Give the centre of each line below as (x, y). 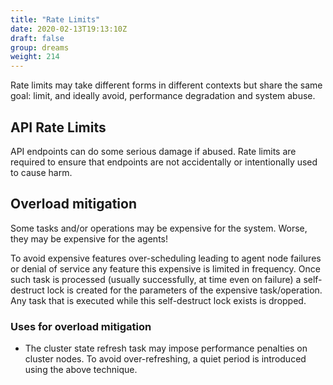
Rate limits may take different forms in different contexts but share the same (166, 85)
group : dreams (40, 47)
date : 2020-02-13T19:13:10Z (69, 29)
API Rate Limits (58, 127)
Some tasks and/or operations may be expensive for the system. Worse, (159, 228)
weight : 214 (35, 57)
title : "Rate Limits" (55, 19)
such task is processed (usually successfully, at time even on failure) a (156, 279)
